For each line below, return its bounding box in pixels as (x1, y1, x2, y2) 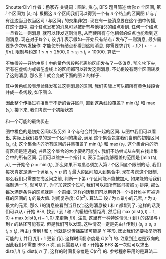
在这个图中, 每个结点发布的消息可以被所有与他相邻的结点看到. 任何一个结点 (5, 24, 158, 30)
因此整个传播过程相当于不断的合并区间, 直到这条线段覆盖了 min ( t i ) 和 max (5, 100, 155, 107)
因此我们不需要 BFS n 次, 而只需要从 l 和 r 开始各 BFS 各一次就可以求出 (5, 241, 149, 247)
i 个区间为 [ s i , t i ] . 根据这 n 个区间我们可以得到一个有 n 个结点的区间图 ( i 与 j (5, 10, 157, 17)
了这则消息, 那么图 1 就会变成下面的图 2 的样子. (5, 72, 101, 78)
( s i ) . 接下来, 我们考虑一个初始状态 (5, 107, 74, 114)
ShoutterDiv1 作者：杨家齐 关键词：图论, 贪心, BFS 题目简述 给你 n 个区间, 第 (5, 4, 161, 10)
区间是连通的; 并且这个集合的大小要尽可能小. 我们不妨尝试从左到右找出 (9, 148, 154, 154)
